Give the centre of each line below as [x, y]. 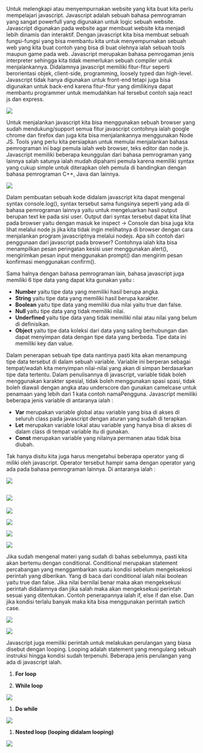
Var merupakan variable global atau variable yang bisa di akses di [97, 412]
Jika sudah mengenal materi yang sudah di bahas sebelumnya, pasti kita [97, 556]
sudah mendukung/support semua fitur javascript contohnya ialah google [98, 129]
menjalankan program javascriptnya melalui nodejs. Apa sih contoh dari [95, 236]
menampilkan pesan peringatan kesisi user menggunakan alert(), [87, 249]
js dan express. [25, 99]
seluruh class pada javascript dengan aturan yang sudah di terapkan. [101, 418]
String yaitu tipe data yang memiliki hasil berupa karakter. [87, 298]
